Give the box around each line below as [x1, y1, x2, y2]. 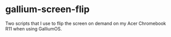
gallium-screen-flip [5, 4, 90, 15]
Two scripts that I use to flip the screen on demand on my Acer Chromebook [5, 20, 166, 26]
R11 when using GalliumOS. [5, 25, 62, 31]
